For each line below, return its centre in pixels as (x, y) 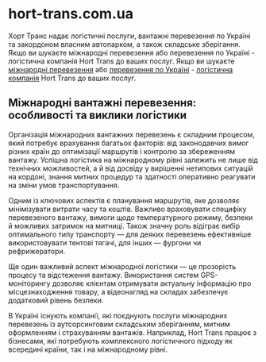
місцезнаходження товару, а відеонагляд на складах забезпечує (118, 291)
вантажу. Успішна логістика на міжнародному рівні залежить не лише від (133, 160)
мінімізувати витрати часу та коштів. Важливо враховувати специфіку (127, 209)
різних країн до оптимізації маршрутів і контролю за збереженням (122, 151)
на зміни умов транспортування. (64, 185)
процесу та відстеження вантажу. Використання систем (104, 275)
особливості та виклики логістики (98, 116)
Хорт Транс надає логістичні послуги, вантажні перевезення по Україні (129, 36)
